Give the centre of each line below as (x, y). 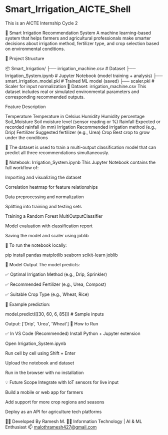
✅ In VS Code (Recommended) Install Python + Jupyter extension (73, 333)
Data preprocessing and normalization (44, 197)
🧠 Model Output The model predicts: (42, 264)
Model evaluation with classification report (49, 226)
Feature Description (25, 107)
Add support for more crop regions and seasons (55, 402)
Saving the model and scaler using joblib (47, 235)
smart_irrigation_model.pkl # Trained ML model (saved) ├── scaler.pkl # (80, 81)
